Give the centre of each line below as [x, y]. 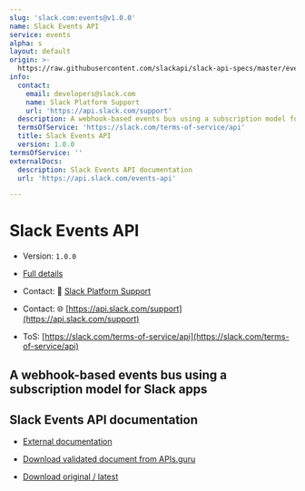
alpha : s [26, 43]
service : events [40, 34]
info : [20, 77]
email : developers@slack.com [81, 93]
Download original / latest [70, 476]
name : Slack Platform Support [83, 102]
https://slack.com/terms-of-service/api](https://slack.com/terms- [167, 337]
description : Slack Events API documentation [105, 170]
